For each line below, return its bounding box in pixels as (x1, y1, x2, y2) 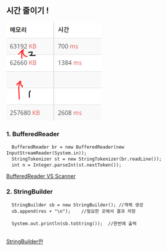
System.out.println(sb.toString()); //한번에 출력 (11, 221, 137, 227)
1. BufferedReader (6, 130, 60, 138)
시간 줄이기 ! (6, 5, 49, 16)
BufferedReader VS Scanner (6, 173, 76, 180)
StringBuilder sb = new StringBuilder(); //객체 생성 (11, 202, 144, 208)
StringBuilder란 (6, 238, 44, 245)
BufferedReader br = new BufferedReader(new (11, 144, 125, 151)
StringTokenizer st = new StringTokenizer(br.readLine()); (11, 156, 162, 163)
